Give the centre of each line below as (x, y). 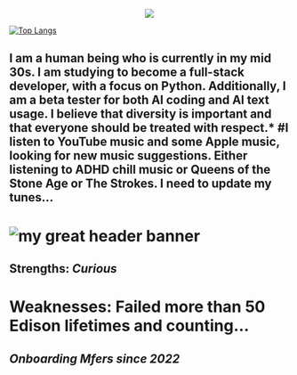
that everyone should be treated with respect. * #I (149, 128)
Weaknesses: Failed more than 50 (137, 307)
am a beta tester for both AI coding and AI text (139, 100)
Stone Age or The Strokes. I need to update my (140, 184)
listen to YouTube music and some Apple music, (144, 142)
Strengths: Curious (63, 269)
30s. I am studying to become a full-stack (127, 73)
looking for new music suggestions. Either (128, 156)
